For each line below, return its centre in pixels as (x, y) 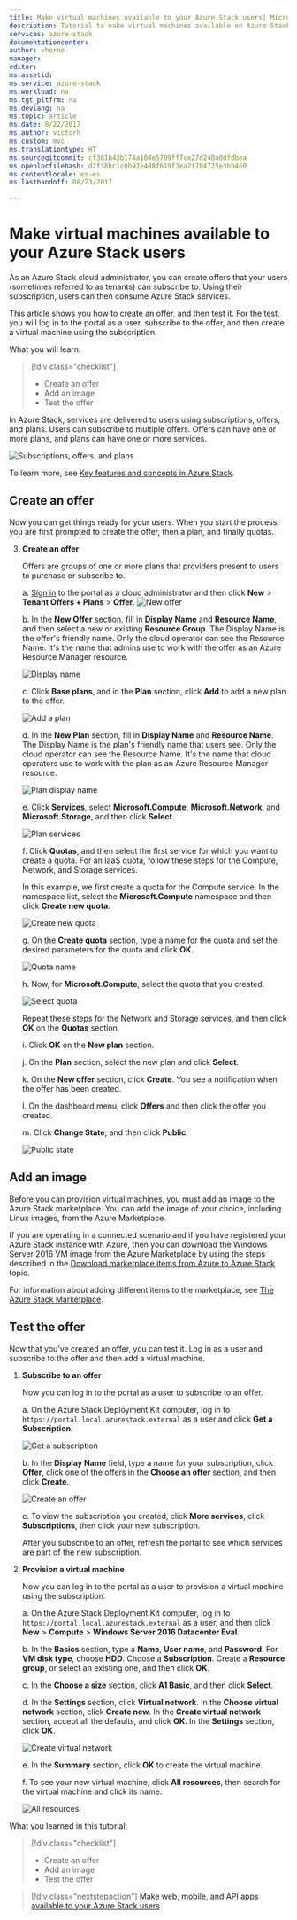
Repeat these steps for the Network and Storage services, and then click (154, 1018)
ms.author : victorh (45, 133)
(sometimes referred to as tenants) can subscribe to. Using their (126, 287)
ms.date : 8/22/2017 (45, 125)
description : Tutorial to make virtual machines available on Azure (138, 26)
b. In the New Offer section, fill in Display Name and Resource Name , (149, 619)
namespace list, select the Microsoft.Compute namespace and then (147, 896)
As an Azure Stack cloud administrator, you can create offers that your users (148, 278)
